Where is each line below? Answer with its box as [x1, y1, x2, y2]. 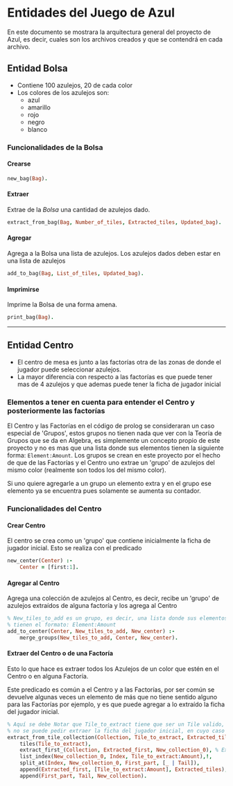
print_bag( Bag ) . [7, 314, 54, 321]
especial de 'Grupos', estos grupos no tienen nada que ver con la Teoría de [7, 429, 222, 437]
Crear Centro [7, 521, 46, 530]
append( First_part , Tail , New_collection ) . [19, 772, 148, 779]
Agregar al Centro [7, 579, 60, 587]
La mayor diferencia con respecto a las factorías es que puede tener [17, 372, 213, 381]
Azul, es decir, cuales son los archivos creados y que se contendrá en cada [7, 35, 223, 43]
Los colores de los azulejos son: [17, 88, 110, 96]
